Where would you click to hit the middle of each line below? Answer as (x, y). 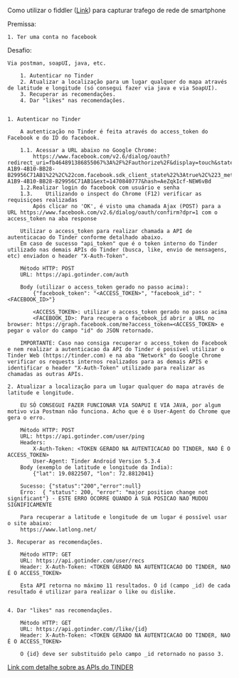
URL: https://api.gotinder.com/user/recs (82, 561)
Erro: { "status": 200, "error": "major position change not (114, 493)
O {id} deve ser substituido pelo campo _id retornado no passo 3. (122, 654)
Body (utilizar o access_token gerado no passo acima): (105, 287)
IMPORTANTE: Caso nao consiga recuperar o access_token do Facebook (124, 343)
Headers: (33, 443)
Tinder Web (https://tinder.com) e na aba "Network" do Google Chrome (114, 355)
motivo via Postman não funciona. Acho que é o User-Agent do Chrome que (119, 411)
